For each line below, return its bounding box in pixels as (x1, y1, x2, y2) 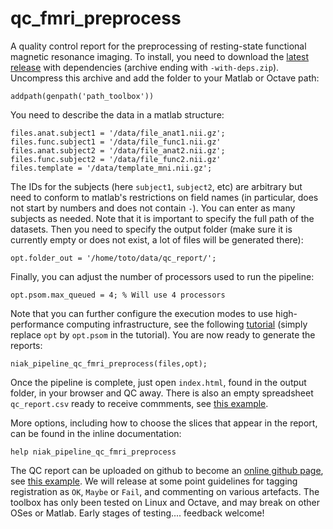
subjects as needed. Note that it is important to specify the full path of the (10, 212, 315, 224)
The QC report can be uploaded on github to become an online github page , (10, 464, 324, 476)
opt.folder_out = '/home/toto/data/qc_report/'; (10, 253, 217, 263)
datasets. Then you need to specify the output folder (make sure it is (10, 223, 293, 235)
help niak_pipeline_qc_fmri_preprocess (10, 447, 177, 457)
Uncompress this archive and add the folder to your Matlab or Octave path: (10, 72, 320, 84)
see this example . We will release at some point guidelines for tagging (10, 475, 298, 487)
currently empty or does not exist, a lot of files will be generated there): (10, 233, 304, 246)
